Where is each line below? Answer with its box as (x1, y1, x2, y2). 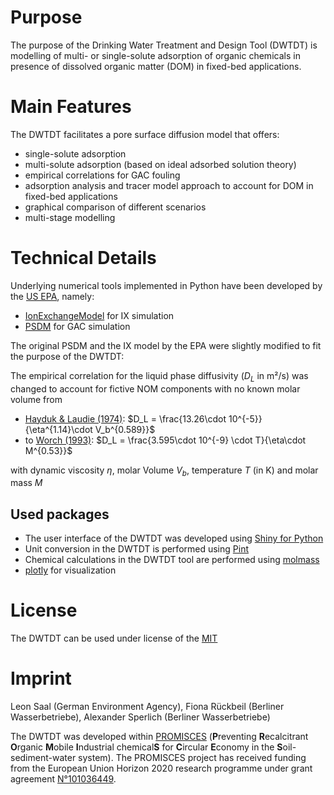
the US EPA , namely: (10, 290, 95, 302)
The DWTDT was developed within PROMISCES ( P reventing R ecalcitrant (10, 731, 309, 743)
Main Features (10, 96, 132, 118)
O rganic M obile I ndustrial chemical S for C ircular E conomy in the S (10, 741, 283, 753)
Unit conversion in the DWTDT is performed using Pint (24, 543, 249, 555)
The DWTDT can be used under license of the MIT (10, 632, 218, 645)
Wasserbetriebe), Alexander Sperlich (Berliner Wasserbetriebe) (10, 711, 271, 723)
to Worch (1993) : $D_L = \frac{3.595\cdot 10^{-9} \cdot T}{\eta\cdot (24, 434, 307, 446)
